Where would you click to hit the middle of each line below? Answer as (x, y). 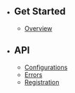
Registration (42, 82)
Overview (38, 28)
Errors (33, 74)
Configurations (46, 67)
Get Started (40, 12)
